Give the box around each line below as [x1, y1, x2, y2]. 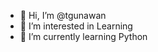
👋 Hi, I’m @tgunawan [19, 10, 107, 21]
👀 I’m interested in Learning [19, 20, 133, 32]
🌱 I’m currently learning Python [19, 31, 148, 42]
